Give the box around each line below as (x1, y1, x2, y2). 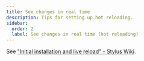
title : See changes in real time (6, 8, 90, 15)
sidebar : (6, 20, 28, 26)
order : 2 (11, 25, 34, 32)
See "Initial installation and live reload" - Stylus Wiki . (6, 48, 136, 55)
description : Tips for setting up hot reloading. (6, 14, 134, 21)
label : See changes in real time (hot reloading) (11, 31, 139, 37)
